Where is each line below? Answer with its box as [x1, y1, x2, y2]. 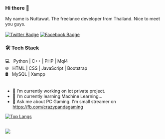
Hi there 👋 [5, 4, 30, 11]
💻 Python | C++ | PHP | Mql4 [5, 58, 68, 64]
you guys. [5, 21, 26, 27]
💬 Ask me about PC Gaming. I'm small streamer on [12, 98, 116, 104]
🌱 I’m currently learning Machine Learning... [12, 93, 103, 99]
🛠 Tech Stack [5, 44, 39, 51]
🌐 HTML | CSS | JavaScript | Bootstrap [5, 65, 88, 71]
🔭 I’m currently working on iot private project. [12, 88, 106, 94]
